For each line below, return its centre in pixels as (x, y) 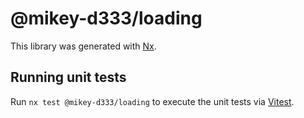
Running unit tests (68, 77)
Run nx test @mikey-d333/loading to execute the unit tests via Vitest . (152, 101)
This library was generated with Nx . (83, 46)
